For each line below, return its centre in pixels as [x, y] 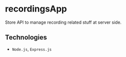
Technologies [26, 37]
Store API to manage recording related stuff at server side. [63, 22]
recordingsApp [36, 9]
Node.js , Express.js [32, 49]
